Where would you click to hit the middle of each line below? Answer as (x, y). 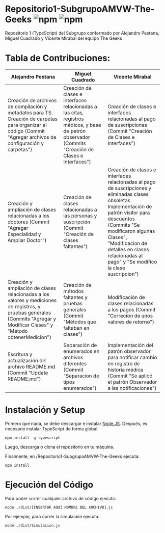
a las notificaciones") (132, 388)
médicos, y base (82, 125)
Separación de (80, 345)
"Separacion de (81, 375)
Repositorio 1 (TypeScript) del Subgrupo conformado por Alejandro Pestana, (82, 33)
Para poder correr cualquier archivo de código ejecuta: (61, 498)
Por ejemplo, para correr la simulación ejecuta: (52, 516)
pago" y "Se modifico (132, 262)
